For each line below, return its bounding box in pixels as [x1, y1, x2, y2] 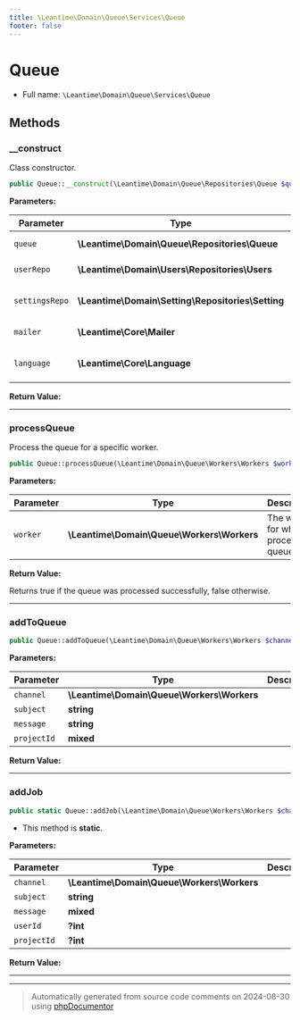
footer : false [9, 21, 62, 30]
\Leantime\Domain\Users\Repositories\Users [77, 263, 272, 275]
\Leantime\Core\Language [77, 357, 192, 369]
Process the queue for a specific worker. [9, 442, 159, 453]
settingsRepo [13, 296, 70, 305]
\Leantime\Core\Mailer [77, 326, 176, 338]
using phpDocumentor [30, 1000, 114, 1011]
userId [13, 921, 42, 931]
